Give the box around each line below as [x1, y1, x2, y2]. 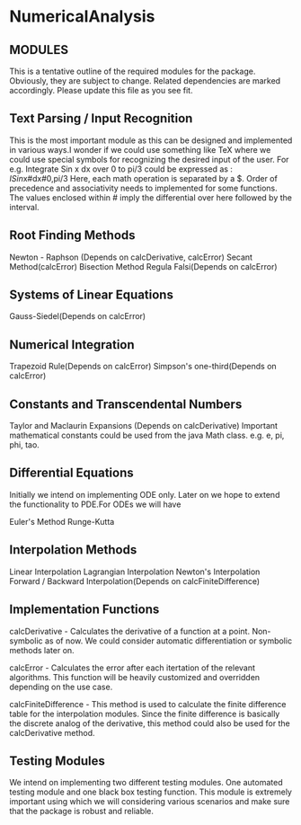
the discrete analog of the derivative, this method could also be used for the [9, 717, 290, 729]
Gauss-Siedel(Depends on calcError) [9, 311, 146, 322]
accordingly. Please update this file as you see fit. [9, 85, 193, 95]
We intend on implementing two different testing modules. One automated [9, 777, 283, 788]
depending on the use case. [9, 681, 113, 692]
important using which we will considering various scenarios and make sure [9, 796, 290, 807]
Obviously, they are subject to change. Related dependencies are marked [9, 75, 281, 86]
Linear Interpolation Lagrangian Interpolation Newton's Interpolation [9, 566, 261, 577]
